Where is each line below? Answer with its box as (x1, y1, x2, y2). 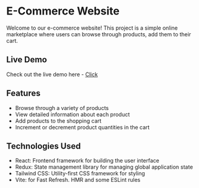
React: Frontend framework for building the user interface (15, 157, 160, 164)
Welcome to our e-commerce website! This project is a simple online (6, 24, 178, 31)
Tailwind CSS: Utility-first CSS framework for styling (15, 170, 146, 177)
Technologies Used (6, 141, 81, 151)
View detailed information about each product (15, 111, 130, 118)
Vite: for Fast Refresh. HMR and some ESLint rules (15, 177, 141, 184)
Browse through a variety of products (15, 104, 109, 111)
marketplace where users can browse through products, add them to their (6, 30, 191, 37)
